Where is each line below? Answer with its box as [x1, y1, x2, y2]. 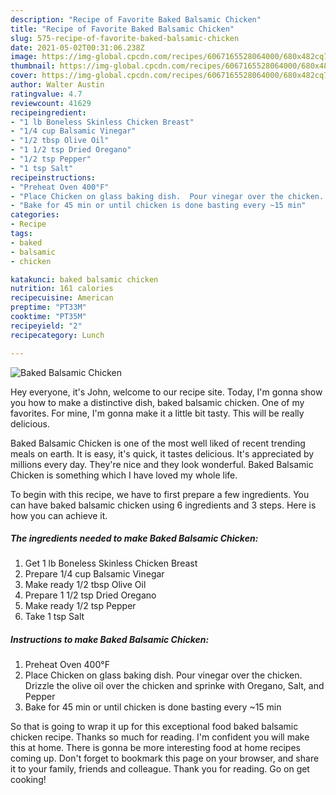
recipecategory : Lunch [10, 330, 105, 340]
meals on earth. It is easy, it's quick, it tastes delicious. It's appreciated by [10, 447, 315, 460]
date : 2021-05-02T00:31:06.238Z [10, 42, 145, 53]
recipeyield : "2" [10, 321, 83, 331]
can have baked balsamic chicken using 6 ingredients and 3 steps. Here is [10, 499, 317, 511]
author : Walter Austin [10, 80, 105, 90]
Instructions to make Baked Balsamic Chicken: [10, 634, 210, 646]
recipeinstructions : [10, 172, 97, 183]
